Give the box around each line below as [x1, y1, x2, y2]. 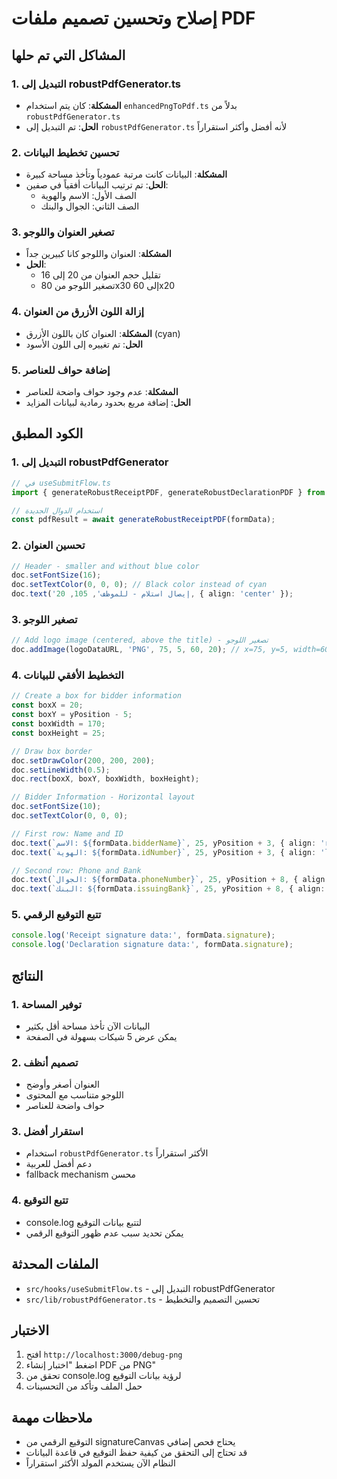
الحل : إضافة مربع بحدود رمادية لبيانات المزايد [25, 397, 191, 409]
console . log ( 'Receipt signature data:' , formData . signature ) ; [11, 930, 276, 941]
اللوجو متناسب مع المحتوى [25, 1089, 124, 1101]
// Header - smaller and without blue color [11, 561, 200, 571]
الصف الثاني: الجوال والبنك [40, 200, 140, 212]
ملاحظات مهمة [11, 1409, 93, 1426]
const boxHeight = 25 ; [11, 728, 106, 738]
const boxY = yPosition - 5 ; [11, 710, 133, 720]
